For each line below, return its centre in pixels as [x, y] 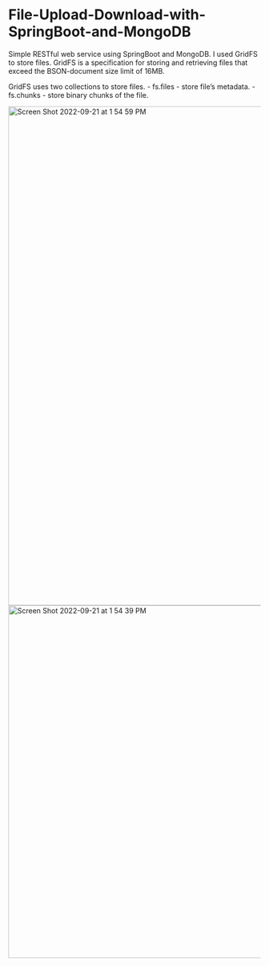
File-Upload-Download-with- [107, 15]
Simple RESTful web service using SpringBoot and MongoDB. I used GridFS [133, 54]
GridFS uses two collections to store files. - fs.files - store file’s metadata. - [132, 87]
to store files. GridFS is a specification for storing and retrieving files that [128, 63]
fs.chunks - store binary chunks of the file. [78, 95]
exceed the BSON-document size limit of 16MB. [87, 71]
